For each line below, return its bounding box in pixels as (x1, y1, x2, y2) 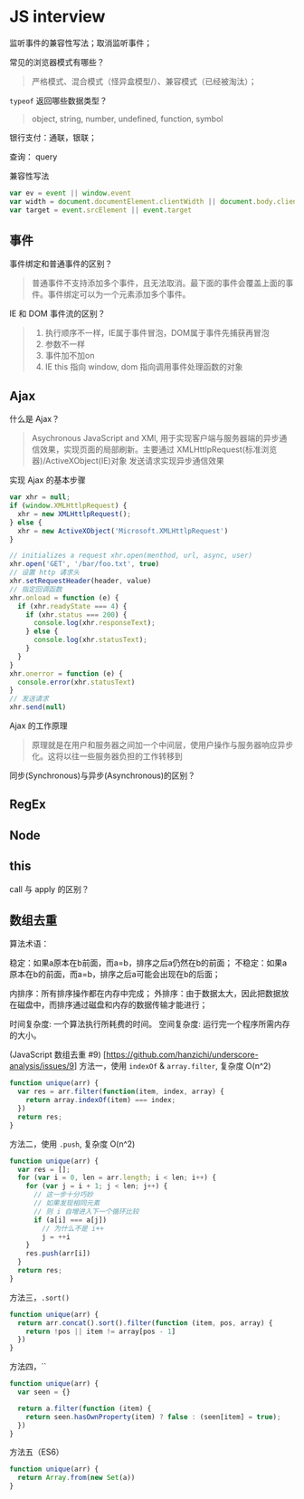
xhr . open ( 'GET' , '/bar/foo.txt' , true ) (9, 560, 160, 569)
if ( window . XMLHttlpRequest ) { (9, 501, 128, 511)
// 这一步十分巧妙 (33, 1190, 93, 1199)
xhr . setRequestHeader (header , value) (9, 577, 152, 586)
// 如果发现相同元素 (33, 1198, 100, 1208)
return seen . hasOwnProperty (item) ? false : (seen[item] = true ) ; (25, 1412, 281, 1421)
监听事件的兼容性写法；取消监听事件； (9, 37, 152, 48)
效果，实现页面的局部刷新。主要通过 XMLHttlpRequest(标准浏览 (39, 444, 278, 455)
